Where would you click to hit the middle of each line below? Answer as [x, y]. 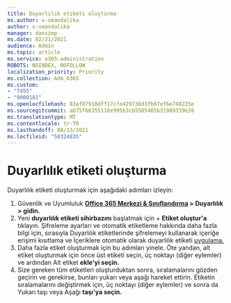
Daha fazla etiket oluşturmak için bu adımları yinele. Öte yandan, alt [114, 248]
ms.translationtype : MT [42, 117]
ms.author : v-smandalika [43, 20]
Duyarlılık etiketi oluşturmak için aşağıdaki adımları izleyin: [90, 190]
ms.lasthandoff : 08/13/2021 [48, 130]
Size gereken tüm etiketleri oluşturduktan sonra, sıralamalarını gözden [117, 270]
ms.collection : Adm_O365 [43, 78]
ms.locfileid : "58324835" [45, 136]
